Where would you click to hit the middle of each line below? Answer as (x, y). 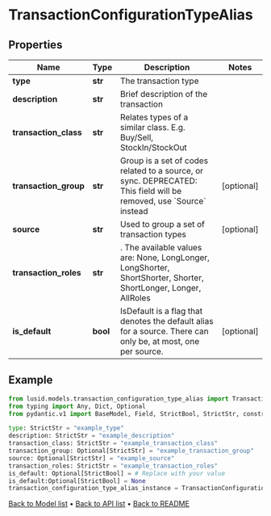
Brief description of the (164, 94)
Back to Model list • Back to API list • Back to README (99, 504)
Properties (35, 45)
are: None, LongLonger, (165, 258)
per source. (142, 351)
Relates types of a (154, 117)
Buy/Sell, (137, 137)
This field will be (151, 191)
